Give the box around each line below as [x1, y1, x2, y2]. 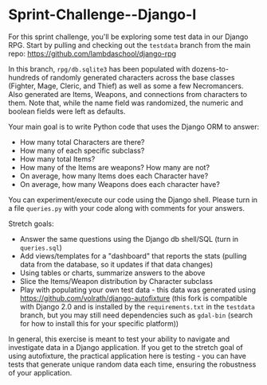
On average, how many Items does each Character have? [19, 171, 209, 181]
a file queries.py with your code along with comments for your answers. [8, 203, 245, 212]
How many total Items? [19, 154, 96, 164]
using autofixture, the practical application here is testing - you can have [8, 351, 247, 360]
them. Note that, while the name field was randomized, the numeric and [8, 98, 243, 107]
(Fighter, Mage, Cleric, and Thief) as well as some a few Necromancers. [8, 81, 244, 91]
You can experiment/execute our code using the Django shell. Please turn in [8, 195, 257, 204]
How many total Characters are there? [19, 137, 145, 146]
